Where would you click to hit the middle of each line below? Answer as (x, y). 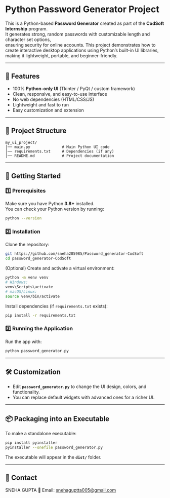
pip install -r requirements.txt (40, 315)
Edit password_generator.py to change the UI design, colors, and (79, 387)
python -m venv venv (27, 278)
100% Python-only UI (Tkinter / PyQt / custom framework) (74, 88)
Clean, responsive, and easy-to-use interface (60, 94)
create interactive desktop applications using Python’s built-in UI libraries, (82, 50)
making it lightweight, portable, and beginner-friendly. (61, 55)
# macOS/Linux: (21, 292)
